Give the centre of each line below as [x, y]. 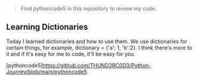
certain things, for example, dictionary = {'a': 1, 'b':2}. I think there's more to [99, 47]
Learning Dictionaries [47, 27]
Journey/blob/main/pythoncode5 [47, 72]
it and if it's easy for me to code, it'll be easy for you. [71, 54]
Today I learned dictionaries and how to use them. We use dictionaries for [97, 41]
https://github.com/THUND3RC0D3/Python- [97, 65]
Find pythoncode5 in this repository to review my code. [89, 9]
